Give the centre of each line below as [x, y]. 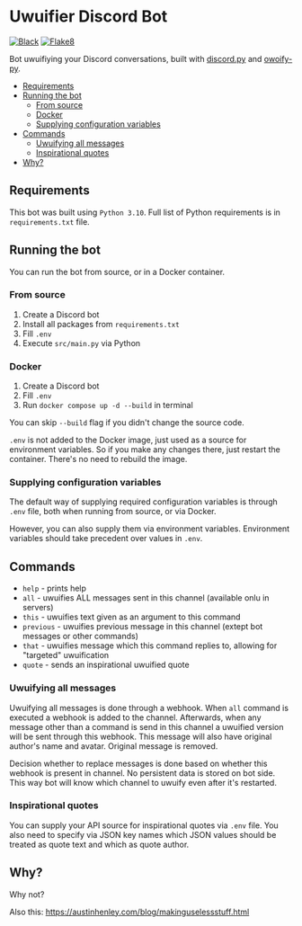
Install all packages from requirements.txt [101, 324]
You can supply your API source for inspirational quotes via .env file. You [144, 825]
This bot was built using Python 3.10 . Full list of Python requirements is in [145, 212]
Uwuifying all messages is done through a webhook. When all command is [149, 708]
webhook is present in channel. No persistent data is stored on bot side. [142, 773]
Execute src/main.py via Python [81, 343]
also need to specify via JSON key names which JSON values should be [143, 834]
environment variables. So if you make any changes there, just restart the [145, 450]
